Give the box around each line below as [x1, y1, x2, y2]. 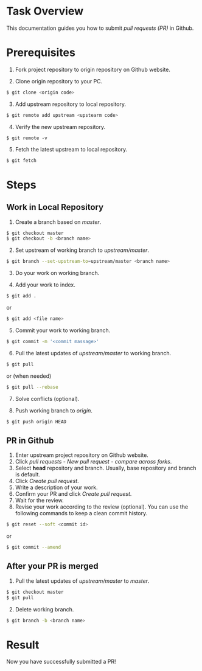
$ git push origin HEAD [6, 419, 67, 425]
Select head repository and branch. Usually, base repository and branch [15, 464, 197, 472]
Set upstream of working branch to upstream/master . [15, 246, 150, 254]
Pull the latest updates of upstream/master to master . [15, 577, 150, 585]
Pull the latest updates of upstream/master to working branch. [15, 349, 172, 356]
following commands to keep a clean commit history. [15, 510, 148, 517]
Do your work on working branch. [15, 269, 100, 277]
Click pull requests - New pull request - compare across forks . [15, 458, 172, 465]
